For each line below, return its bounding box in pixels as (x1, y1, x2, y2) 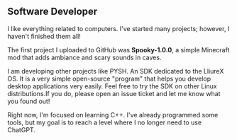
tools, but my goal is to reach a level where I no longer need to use (7, 118, 202, 127)
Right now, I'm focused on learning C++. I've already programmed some (7, 110, 219, 119)
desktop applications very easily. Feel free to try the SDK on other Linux (7, 81, 218, 91)
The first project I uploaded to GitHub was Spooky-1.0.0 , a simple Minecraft (7, 45, 230, 54)
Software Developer (7, 6, 98, 18)
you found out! (7, 97, 50, 105)
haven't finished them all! (7, 32, 82, 40)
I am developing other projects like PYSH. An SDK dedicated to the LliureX (7, 66, 224, 75)
